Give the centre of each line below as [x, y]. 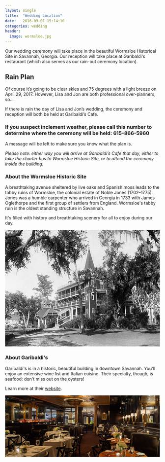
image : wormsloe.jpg [30, 36]
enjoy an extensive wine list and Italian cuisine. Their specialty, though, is [79, 373]
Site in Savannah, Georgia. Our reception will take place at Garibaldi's [75, 56]
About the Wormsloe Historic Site [46, 177]
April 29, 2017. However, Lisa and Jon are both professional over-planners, [80, 94]
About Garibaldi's [27, 357]
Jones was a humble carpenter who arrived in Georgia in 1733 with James [80, 198]
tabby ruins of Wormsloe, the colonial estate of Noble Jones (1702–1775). [79, 193]
